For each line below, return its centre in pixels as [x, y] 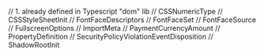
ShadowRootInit [34, 45]
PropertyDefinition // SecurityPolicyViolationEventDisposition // [111, 36]
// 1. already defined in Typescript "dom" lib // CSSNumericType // [115, 11]
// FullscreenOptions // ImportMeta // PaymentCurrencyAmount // [114, 28]
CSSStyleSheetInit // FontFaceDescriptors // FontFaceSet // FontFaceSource [132, 20]
